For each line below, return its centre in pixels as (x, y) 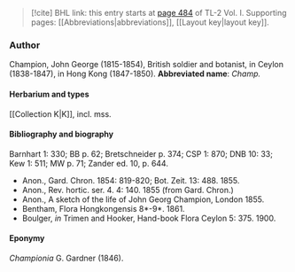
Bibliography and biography (61, 134)
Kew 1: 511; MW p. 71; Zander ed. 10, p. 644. (89, 163)
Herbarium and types (50, 94)
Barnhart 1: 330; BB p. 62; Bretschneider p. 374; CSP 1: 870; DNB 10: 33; (141, 153)
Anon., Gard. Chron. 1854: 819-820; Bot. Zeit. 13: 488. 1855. (131, 180)
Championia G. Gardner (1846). (66, 258)
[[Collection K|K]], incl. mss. (61, 113)
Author (25, 45)
